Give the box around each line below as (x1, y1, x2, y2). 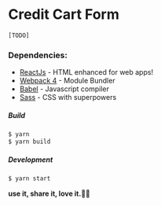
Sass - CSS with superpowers (19, 93, 117, 102)
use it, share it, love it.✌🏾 (8, 189, 90, 198)
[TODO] (8, 31, 30, 39)
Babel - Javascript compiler (19, 84, 110, 94)
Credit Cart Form (8, 6, 119, 24)
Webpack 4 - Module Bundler (19, 76, 115, 86)
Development (8, 155, 53, 164)
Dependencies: (8, 50, 68, 61)
